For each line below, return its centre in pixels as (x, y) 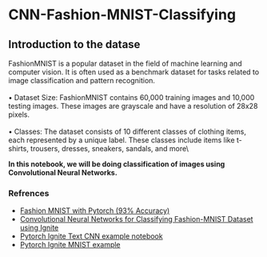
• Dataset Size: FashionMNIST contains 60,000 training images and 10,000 (132, 97)
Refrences (29, 193)
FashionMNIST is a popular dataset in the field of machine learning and (125, 63)
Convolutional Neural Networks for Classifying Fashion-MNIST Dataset (136, 219)
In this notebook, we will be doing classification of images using (117, 164)
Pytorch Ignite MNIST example (70, 245)
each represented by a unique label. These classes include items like (122, 140)
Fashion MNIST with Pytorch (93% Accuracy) (95, 211)
